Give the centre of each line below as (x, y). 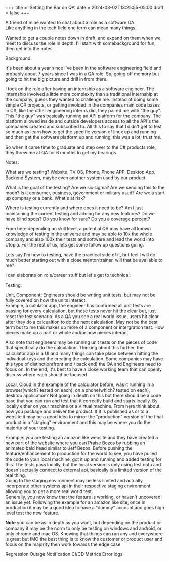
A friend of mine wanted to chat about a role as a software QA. (70, 23)
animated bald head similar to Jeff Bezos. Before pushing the (69, 448)
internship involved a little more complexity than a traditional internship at (82, 94)
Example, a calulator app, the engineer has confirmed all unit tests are (78, 306)
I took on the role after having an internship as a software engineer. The (80, 89)
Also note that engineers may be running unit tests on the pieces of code (81, 342)
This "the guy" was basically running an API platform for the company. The (83, 116)
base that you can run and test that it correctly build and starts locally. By (81, 401)
